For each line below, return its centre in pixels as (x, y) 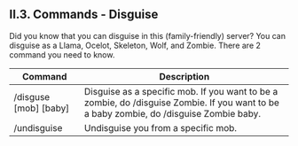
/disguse (32, 96)
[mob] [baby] (42, 108)
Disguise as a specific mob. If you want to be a (181, 91)
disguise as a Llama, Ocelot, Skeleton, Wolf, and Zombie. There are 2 (135, 45)
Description (184, 76)
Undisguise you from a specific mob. (161, 127)
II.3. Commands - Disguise (84, 15)
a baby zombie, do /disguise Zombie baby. (173, 113)
